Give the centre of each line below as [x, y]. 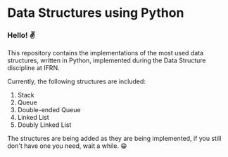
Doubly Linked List [44, 125]
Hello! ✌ [21, 35]
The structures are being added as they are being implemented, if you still [114, 139]
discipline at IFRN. [33, 68]
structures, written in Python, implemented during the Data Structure [107, 60]
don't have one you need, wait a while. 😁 [67, 146]
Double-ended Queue [49, 110]
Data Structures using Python [96, 13]
